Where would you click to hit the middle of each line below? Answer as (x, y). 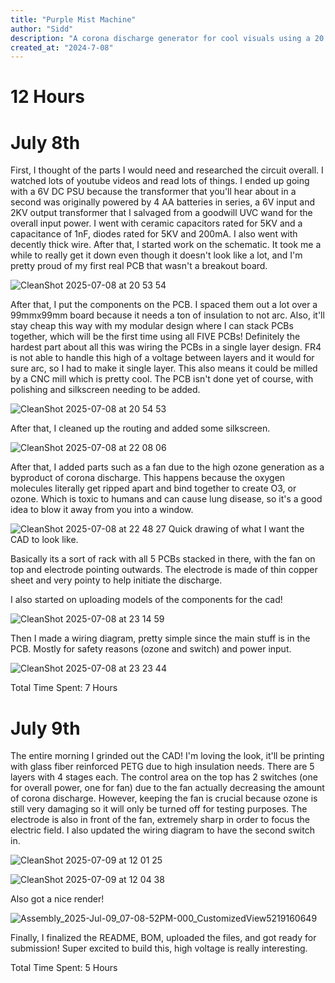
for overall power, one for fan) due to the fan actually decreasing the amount (167, 788)
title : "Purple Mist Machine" (73, 19)
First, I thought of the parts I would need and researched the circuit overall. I (167, 170)
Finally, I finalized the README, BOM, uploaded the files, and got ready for (163, 938)
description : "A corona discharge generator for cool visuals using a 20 (167, 38)
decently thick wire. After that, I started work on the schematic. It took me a (166, 245)
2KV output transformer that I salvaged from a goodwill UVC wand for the (161, 213)
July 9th (45, 728)
